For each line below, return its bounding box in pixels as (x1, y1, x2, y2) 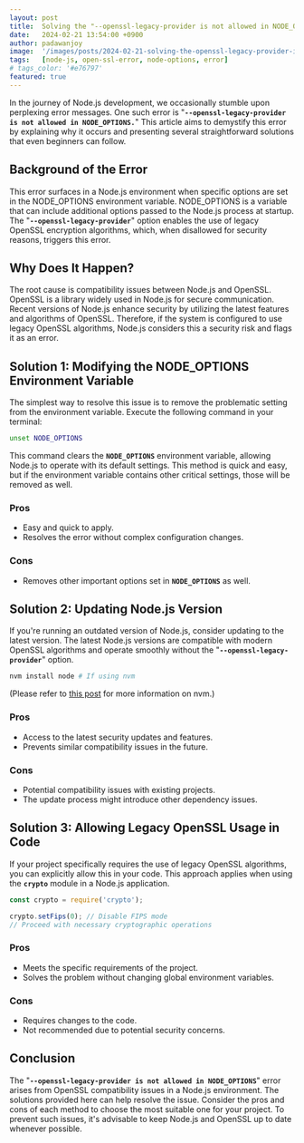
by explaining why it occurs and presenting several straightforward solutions (9, 126, 294, 137)
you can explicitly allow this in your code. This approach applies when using (9, 867, 293, 879)
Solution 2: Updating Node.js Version (9, 602, 223, 617)
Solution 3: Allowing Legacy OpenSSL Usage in (9, 820, 280, 836)
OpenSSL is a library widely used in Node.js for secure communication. (9, 294, 274, 305)
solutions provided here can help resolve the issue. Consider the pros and (9, 1094, 285, 1105)
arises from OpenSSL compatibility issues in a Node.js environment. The (9, 1084, 280, 1095)
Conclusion (9, 1051, 76, 1066)
